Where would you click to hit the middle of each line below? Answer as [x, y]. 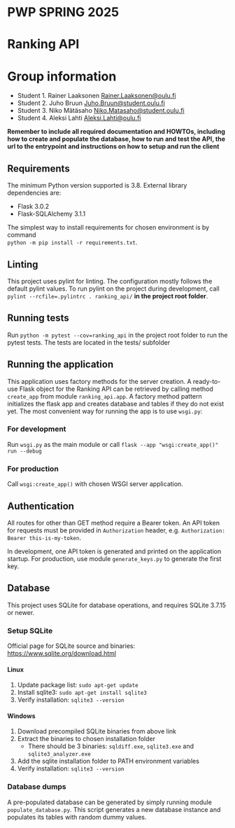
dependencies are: [34, 193]
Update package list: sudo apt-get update [78, 685]
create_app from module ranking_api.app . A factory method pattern [105, 396]
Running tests [38, 318]
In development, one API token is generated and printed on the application [114, 551]
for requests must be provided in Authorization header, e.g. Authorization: [116, 530]
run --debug [24, 451]
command [22, 235]
